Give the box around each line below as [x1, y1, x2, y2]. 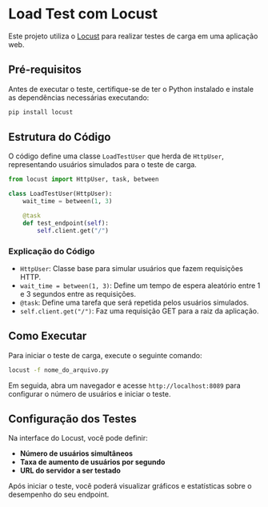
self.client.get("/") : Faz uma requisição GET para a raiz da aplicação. [19, 305, 259, 316]
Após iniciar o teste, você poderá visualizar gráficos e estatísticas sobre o [8, 481, 252, 491]
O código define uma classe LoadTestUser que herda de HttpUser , [8, 151, 224, 161]
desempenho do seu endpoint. [8, 489, 110, 500]
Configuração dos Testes [8, 413, 138, 426]
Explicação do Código [8, 246, 95, 257]
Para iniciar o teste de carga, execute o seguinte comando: [8, 350, 202, 360]
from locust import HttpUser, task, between [8, 175, 159, 184]
